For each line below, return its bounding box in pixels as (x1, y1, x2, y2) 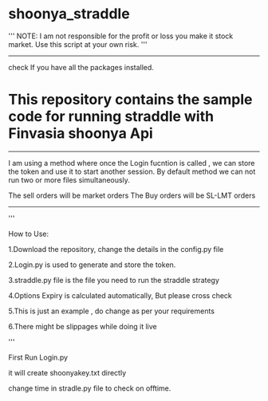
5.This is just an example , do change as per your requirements (8, 306, 215, 316)
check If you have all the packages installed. (8, 62, 154, 72)
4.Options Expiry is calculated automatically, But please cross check (8, 290, 233, 300)
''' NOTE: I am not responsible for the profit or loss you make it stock (8, 31, 234, 41)
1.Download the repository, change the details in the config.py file (8, 244, 224, 254)
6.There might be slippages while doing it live (8, 321, 157, 331)
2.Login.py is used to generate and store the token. (8, 260, 176, 269)
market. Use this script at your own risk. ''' (8, 39, 148, 49)
